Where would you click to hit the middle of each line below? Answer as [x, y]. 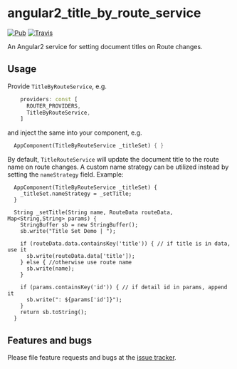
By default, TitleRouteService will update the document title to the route [113, 160]
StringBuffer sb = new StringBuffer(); [79, 225]
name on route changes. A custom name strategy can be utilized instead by [118, 167]
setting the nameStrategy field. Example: [65, 175]
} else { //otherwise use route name [76, 263]
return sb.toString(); [54, 312]
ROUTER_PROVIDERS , [53, 106]
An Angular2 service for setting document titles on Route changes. [105, 46]
